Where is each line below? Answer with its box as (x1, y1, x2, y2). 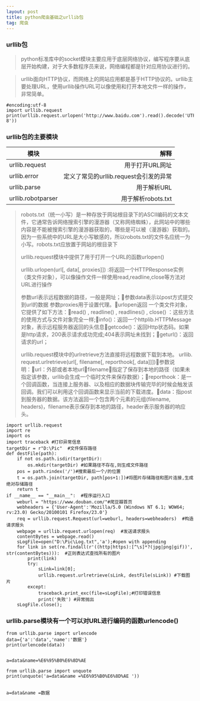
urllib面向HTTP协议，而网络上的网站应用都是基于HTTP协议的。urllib (20, 75, 188, 82)
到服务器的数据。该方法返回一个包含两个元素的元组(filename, (20, 395, 171, 403)
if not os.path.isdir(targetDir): (17, 456, 102, 462)
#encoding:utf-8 (6, 102, 46, 108)
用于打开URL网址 (124, 161, 172, 169)
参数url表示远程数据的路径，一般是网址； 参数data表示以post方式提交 (20, 293, 193, 301)
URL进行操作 (20, 281, 52, 288)
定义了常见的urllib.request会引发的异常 (63, 172, 172, 180)
